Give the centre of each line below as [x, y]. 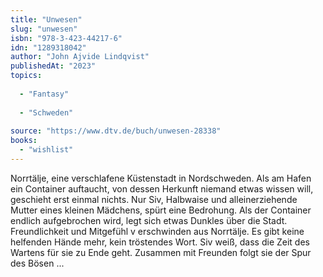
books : [24, 141]
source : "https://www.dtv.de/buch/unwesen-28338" [116, 131]
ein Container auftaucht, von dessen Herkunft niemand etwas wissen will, [162, 188]
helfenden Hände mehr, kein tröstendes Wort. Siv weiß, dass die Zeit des [160, 242]
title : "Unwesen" [46, 19]
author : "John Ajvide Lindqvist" [80, 57]
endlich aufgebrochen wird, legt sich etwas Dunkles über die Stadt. [149, 220]
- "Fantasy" [44, 94]
